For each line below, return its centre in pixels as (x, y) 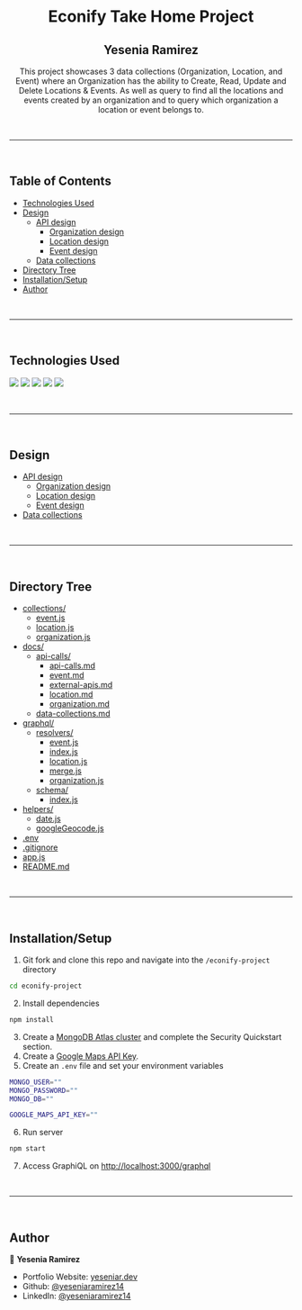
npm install (31, 1019)
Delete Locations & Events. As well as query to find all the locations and (151, 90)
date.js (48, 819)
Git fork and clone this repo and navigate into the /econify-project (146, 960)
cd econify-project (46, 986)
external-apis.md (81, 685)
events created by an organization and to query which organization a (151, 100)
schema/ (52, 791)
